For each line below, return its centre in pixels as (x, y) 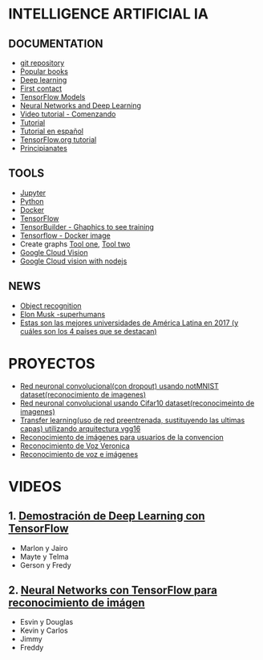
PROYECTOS (52, 363)
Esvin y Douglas (47, 622)
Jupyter (33, 193)
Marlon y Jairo (44, 548)
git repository (42, 63)
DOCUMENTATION (56, 44)
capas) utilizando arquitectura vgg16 (80, 428)
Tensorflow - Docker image (65, 235)
